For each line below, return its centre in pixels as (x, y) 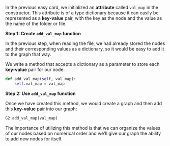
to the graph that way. (28, 54)
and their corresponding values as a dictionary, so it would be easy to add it (85, 49)
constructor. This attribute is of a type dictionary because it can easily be (82, 13)
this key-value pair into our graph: (41, 109)
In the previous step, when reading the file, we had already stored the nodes (85, 43)
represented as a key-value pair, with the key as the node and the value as (84, 18)
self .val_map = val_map (40, 84)
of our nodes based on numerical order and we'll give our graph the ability (83, 133)
